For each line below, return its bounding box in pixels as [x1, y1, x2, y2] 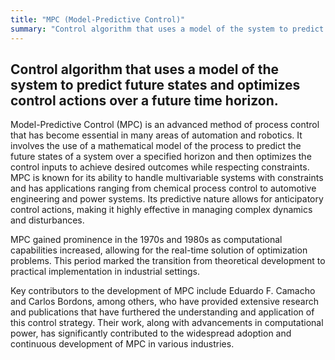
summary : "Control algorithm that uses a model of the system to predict [10, 24, 325, 34]
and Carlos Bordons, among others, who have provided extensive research [10, 296, 319, 308]
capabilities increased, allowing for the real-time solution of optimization [10, 244, 308, 256]
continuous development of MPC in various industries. [10, 338, 235, 350]
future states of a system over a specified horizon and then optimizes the [10, 151, 312, 163]
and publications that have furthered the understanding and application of [10, 306, 315, 318]
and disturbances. [10, 214, 85, 226]
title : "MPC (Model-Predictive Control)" [10, 14, 186, 25]
